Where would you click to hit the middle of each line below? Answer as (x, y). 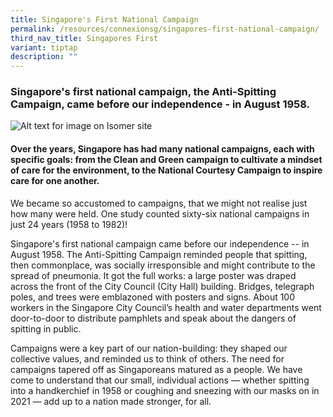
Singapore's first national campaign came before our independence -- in (160, 243)
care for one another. (55, 181)
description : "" (44, 57)
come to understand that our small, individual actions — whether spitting (160, 380)
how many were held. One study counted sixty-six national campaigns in (160, 213)
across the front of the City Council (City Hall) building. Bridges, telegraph (162, 286)
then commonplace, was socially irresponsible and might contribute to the (163, 265)
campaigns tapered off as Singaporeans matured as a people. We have (156, 369)
